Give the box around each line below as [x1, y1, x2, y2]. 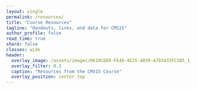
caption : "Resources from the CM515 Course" [11, 69, 122, 74]
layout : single [6, 8, 43, 15]
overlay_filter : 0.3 [11, 63, 62, 69]
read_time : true [6, 36, 46, 42]
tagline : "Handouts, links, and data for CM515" [6, 25, 127, 31]
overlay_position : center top [11, 74, 85, 80]
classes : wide [6, 47, 41, 53]
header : [6, 52, 25, 58]
